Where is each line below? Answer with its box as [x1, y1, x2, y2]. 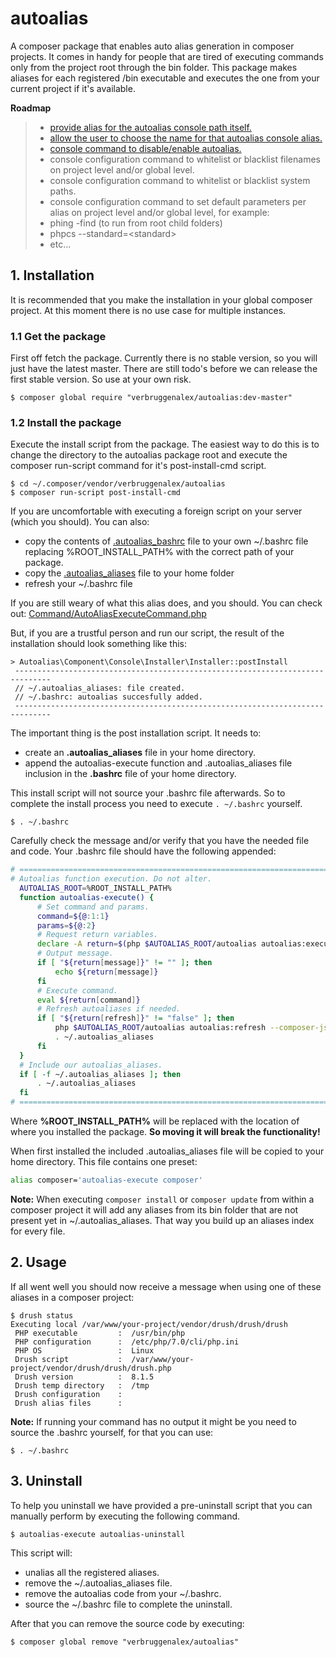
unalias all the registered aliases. [24, 1566, 160, 1578]
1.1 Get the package [10, 329, 107, 343]
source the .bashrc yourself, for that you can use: [10, 1426, 214, 1438]
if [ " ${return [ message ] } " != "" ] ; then [36, 958, 213, 968]
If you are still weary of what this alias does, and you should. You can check [10, 597, 323, 609]
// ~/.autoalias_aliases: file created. [14, 683, 186, 694]
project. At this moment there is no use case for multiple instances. [10, 304, 287, 316]
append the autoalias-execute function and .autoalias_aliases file [24, 757, 293, 769]
